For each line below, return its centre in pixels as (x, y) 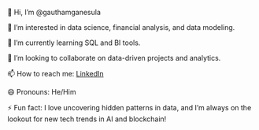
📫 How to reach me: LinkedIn (55, 74)
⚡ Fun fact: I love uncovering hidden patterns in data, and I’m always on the (129, 108)
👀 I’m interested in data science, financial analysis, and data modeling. (121, 27)
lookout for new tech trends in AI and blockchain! (87, 119)
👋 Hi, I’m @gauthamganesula (54, 12)
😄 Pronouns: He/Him (42, 92)
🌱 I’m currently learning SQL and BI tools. (74, 43)
